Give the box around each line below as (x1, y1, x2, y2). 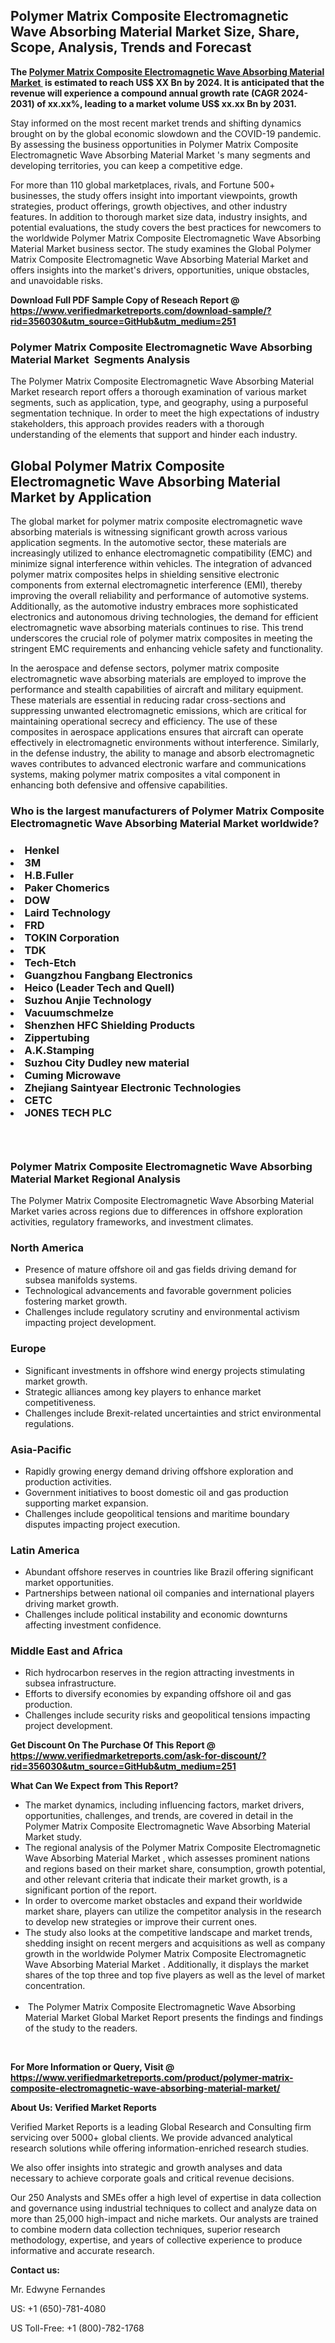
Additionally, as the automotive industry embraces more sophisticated (10, 600, 298, 612)
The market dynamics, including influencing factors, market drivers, (24, 1799, 305, 1811)
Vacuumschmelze (24, 1005, 114, 1019)
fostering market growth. (24, 1295, 128, 1308)
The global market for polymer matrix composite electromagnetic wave (10, 515, 303, 527)
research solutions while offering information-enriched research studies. (10, 2142, 310, 2154)
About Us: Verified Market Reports (10, 2102, 157, 2114)
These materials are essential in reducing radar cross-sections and (10, 694, 287, 706)
